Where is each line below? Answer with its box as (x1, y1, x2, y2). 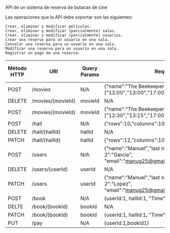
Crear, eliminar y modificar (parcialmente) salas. (5, 28, 116, 33)
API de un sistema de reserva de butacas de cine (5, 5, 108, 10)
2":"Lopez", (104, 180, 133, 187)
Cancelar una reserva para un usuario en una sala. (5, 42, 116, 47)
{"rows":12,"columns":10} (104, 137, 167, 143)
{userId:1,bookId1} (104, 220, 149, 226)
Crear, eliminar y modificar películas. (5, 24, 92, 29)
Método (8, 65, 27, 71)
